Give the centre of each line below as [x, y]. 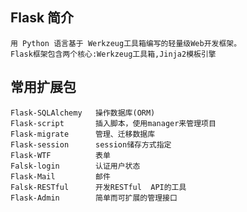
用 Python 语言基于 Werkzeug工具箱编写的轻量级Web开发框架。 [126, 43]
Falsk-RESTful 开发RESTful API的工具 [98, 187]
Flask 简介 [42, 18]
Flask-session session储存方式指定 [91, 144]
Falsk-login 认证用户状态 [75, 166]
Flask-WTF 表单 [60, 155]
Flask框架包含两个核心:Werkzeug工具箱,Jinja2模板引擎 [113, 54]
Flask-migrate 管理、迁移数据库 [83, 134]
